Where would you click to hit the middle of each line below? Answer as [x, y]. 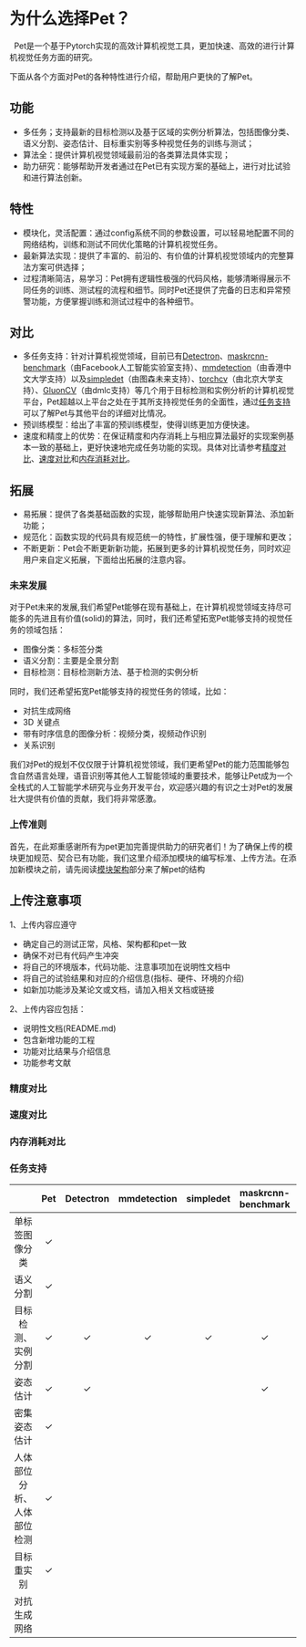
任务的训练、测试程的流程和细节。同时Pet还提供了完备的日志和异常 [157, 289]
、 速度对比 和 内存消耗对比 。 [82, 459]
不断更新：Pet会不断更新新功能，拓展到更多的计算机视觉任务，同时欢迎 [157, 548]
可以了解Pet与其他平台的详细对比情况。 [97, 413]
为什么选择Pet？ [70, 19]
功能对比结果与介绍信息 [66, 1051]
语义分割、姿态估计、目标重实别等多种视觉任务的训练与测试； [138, 143]
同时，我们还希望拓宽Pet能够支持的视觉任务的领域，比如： [119, 692]
